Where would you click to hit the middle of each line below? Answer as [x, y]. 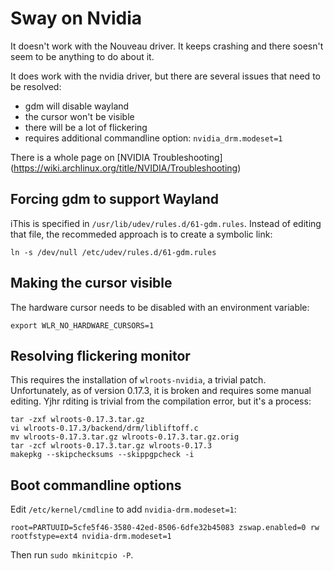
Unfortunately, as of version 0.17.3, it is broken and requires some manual [161, 391]
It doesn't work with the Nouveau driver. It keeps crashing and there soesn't [167, 46]
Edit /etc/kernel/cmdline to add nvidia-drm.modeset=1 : [123, 509]
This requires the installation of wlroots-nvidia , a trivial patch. [138, 380]
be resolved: [36, 86]
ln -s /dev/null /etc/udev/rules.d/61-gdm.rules [113, 252]
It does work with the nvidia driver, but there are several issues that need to [165, 76]
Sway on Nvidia [76, 18]
